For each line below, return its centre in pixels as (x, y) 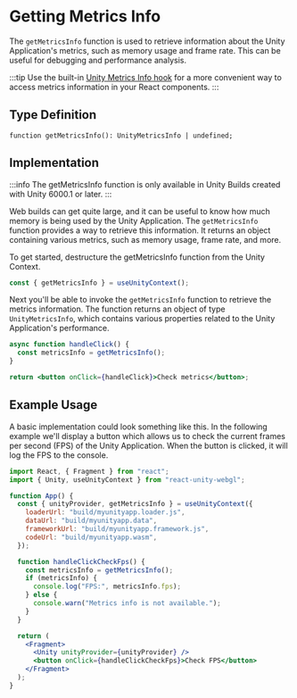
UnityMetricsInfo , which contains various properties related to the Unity (142, 319)
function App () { (41, 496)
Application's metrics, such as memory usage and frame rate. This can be (145, 50)
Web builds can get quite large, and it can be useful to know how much (140, 211)
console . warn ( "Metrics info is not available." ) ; (127, 603)
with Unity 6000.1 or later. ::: (61, 194)
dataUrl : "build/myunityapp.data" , (91, 521)
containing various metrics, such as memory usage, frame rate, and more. (145, 239)
